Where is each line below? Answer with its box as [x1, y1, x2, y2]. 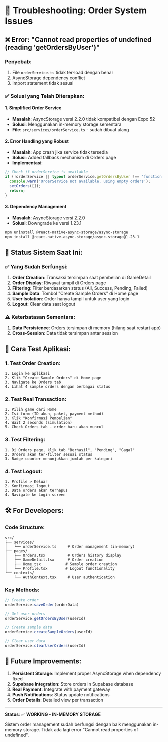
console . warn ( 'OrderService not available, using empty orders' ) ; [9, 179, 151, 184]
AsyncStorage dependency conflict [12, 75, 86, 81]
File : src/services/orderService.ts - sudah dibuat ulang [12, 127, 129, 132]
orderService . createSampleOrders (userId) [5, 630, 93, 635]
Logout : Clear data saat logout [12, 301, 76, 307]
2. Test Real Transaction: [5, 396, 67, 402]
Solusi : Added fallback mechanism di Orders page [12, 155, 116, 161]
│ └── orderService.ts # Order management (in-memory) [5, 544, 135, 549]
